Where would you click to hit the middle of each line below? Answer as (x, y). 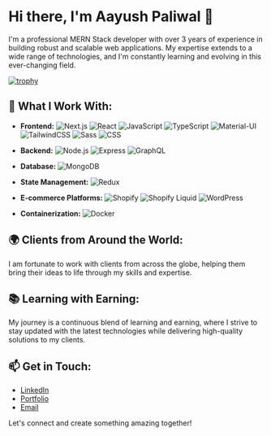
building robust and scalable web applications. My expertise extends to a (131, 47)
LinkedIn (34, 390)
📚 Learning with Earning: (74, 299)
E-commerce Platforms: (61, 198)
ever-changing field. (42, 65)
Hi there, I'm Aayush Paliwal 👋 (111, 17)
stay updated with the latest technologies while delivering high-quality (126, 331)
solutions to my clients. (47, 340)
